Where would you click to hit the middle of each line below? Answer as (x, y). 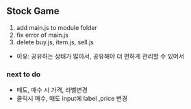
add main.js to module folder (56, 27)
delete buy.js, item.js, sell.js (55, 42)
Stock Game (33, 11)
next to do (24, 74)
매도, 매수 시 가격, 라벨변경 (52, 90)
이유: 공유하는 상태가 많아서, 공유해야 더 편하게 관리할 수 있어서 (100, 56)
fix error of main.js (42, 35)
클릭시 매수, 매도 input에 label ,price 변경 (72, 99)
